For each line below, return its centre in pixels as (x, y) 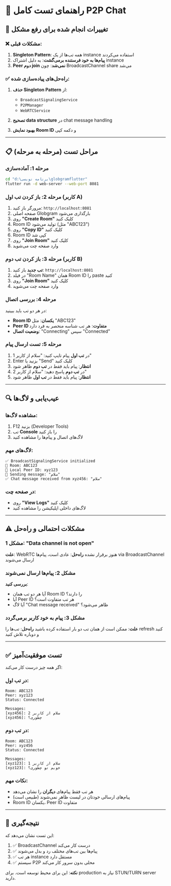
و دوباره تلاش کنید (22, 634)
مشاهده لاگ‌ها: (22, 416)
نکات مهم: (17, 780)
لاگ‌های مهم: (19, 451)
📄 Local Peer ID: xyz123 (32, 470)
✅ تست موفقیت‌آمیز (34, 655)
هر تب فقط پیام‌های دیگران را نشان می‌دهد (53, 792)
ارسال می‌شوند (20, 559)
